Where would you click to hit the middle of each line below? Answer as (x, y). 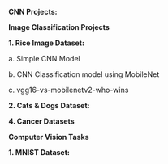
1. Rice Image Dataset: (47, 43)
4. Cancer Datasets (41, 121)
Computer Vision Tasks (49, 137)
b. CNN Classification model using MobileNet (84, 74)
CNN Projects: (33, 12)
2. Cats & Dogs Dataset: (50, 105)
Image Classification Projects (59, 27)
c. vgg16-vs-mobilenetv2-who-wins (69, 90)
